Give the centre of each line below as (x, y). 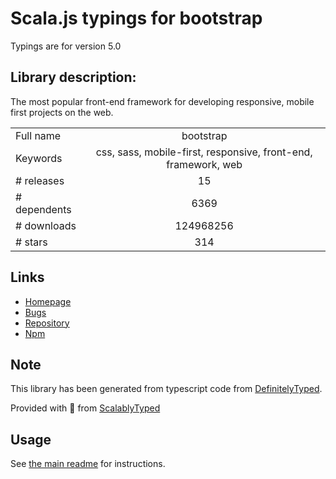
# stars (31, 242)
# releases (40, 180)
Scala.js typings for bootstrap (136, 18)
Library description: (73, 77)
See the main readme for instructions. (88, 464)
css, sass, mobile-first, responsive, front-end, (204, 152)
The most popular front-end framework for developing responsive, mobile (162, 101)
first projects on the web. (62, 112)
